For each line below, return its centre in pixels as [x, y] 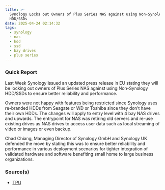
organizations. [20, 159]
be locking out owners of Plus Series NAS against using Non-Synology [77, 88]
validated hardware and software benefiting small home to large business [79, 154]
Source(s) [17, 172]
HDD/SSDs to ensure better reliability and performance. [61, 93]
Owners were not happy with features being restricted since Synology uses [81, 103]
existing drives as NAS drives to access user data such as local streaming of [82, 123]
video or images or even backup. [39, 129]
